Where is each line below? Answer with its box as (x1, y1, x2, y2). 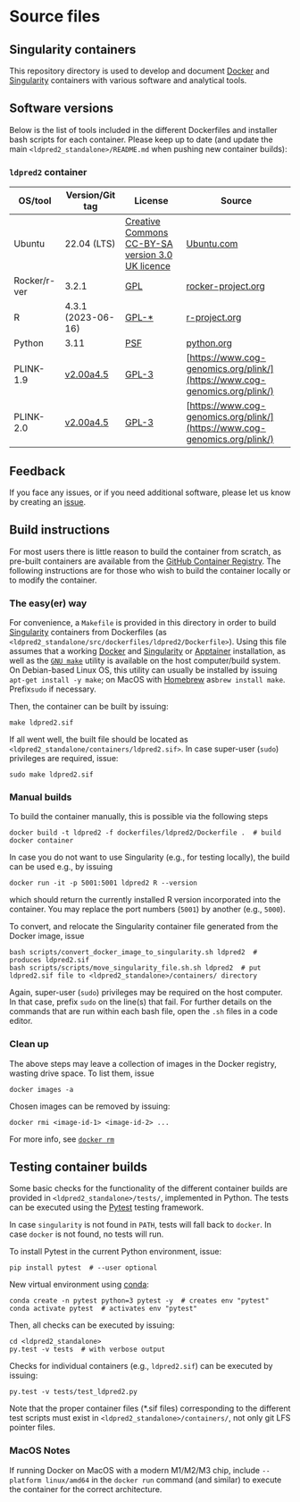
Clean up (9, 1038, 49, 1051)
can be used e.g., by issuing (9, 861, 113, 872)
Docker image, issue (9, 931, 85, 942)
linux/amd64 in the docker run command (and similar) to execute (45, 1474, 282, 1485)
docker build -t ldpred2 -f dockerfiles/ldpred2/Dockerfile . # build (9, 828, 281, 837)
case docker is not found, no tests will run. (9, 1229, 164, 1239)
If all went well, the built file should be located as (9, 734, 189, 745)
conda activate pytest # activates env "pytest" (9, 1305, 198, 1313)
